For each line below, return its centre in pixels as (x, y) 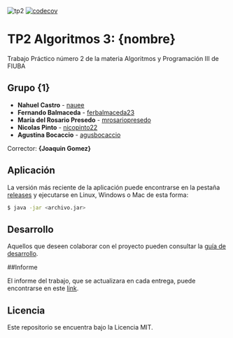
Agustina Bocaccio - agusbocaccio (69, 135)
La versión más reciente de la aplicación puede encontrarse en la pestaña (114, 187)
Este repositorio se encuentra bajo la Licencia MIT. (80, 327)
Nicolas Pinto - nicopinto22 (57, 127)
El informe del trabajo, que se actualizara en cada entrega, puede (101, 281)
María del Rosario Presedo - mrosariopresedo (84, 120)
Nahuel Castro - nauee (51, 104)
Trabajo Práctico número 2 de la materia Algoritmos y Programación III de (113, 58)
